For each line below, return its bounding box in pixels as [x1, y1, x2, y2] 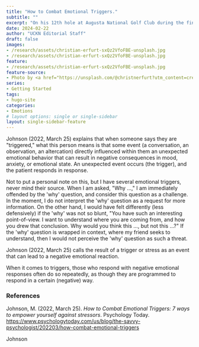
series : [6, 81, 25, 87]
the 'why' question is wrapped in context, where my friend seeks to [6, 229, 171, 236]
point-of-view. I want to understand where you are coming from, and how [6, 216, 185, 223]
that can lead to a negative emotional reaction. [6, 253, 120, 260]
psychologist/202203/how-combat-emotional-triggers [6, 324, 139, 331]
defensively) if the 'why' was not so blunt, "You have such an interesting [6, 210, 182, 217]
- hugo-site [6, 97, 36, 103]
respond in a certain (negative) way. [6, 277, 94, 284]
